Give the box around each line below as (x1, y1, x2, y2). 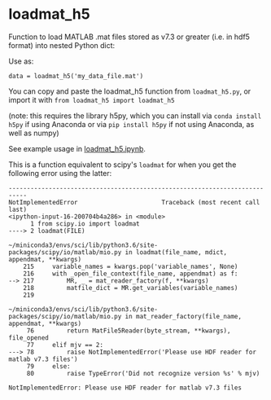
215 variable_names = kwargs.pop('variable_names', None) (23, 262, 238, 270)
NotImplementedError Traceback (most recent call (8, 198, 260, 206)
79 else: (26, 362, 71, 371)
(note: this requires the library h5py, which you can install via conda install (8, 111, 262, 121)
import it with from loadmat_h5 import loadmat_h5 (8, 95, 175, 104)
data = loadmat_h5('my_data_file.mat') (8, 72, 144, 80)
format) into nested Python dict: (8, 40, 116, 50)
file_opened (8, 333, 49, 342)
